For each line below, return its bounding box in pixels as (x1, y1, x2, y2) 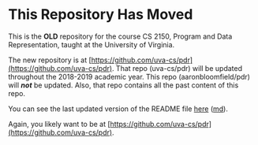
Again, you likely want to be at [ (8, 119, 110, 128)
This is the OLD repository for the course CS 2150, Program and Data (8, 32, 233, 41)
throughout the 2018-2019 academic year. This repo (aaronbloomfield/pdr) (8, 72, 251, 81)
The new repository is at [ (8, 55, 92, 65)
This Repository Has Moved (8, 6, 193, 24)
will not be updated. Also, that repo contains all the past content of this (8, 80, 239, 90)
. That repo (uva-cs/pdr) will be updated (111, 63, 243, 72)
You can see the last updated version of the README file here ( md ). (8, 104, 229, 113)
